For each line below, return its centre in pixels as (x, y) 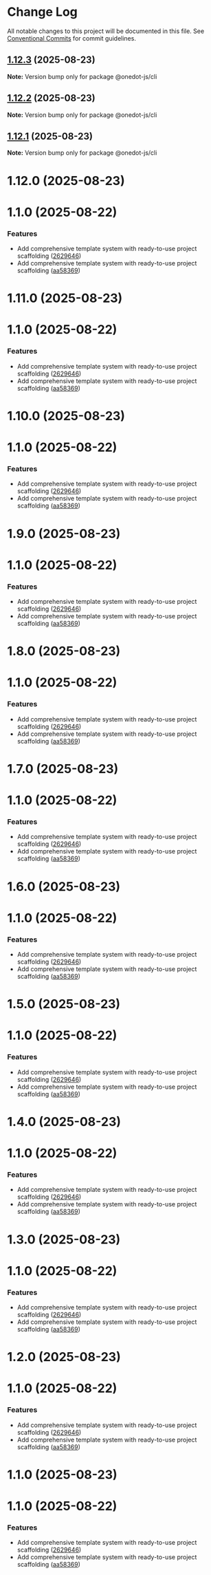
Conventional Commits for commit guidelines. (71, 38)
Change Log (42, 12)
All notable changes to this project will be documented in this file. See (106, 31)
